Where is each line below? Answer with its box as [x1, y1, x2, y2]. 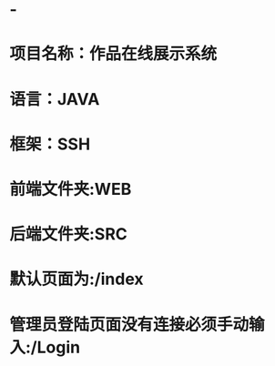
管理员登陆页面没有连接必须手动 [9, 314, 250, 335]
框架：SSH [9, 134, 91, 154]
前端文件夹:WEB [9, 178, 132, 199]
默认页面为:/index [9, 269, 144, 290]
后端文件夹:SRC [9, 224, 127, 245]
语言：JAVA [9, 88, 100, 109]
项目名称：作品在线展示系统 [9, 44, 218, 65]
